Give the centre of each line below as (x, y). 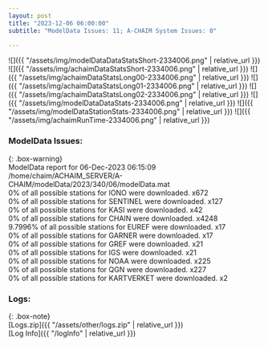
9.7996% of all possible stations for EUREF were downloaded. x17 (117, 226)
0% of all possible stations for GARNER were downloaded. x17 (111, 235)
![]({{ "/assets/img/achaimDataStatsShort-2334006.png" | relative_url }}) (128, 69)
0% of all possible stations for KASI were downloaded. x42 (106, 210)
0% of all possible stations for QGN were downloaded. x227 (108, 269)
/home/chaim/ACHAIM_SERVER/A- (65, 175)
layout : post (30, 16)
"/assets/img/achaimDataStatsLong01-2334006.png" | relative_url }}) (133, 86)
